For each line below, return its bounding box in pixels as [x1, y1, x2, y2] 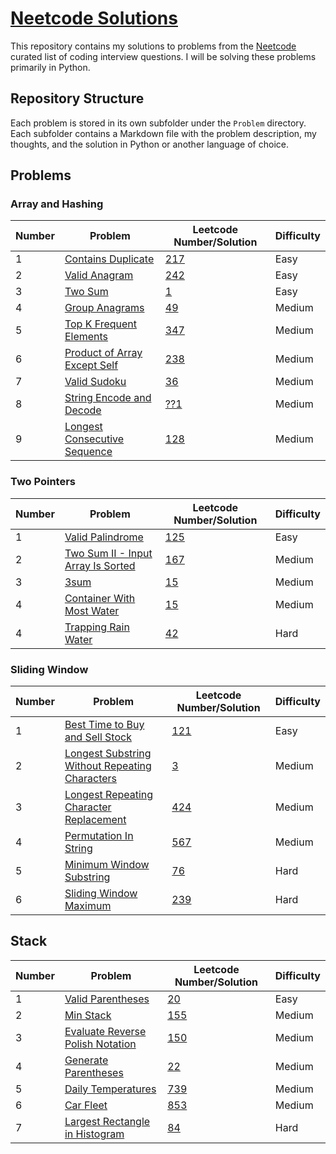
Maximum [64, 899, 112, 913]
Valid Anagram [64, 268, 134, 282]
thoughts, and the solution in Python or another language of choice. [10, 138, 289, 150]
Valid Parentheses [64, 992, 150, 1006]
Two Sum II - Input [64, 546, 153, 560]
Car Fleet [64, 1098, 108, 1112]
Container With [64, 591, 136, 605]
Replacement [64, 813, 127, 827]
